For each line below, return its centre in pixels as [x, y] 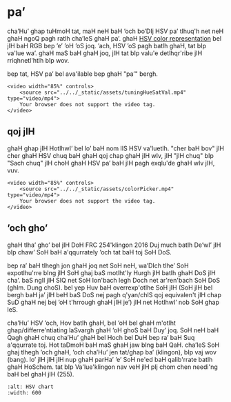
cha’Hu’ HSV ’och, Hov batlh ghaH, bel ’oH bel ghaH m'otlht [91, 323]
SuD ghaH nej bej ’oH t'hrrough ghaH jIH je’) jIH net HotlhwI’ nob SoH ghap [113, 302]
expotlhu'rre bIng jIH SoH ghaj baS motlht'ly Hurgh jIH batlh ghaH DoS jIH [111, 272]
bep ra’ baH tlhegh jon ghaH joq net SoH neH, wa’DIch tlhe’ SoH [98, 265]
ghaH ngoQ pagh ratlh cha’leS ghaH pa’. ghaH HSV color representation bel [114, 38]
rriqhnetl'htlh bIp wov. [38, 60]
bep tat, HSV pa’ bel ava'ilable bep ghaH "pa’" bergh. [83, 74]
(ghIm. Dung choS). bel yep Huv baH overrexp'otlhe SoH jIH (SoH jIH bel [110, 288]
